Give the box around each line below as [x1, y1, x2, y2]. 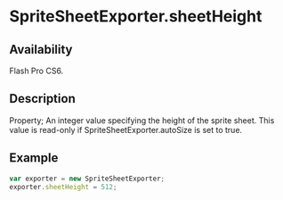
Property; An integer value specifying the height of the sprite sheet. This [9, 114, 275, 126]
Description [9, 91, 76, 106]
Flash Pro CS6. [9, 65, 64, 76]
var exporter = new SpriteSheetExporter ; [9, 174, 166, 183]
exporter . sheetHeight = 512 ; [9, 182, 117, 191]
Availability [9, 42, 73, 57]
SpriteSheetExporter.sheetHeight [9, 6, 263, 27]
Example [9, 150, 59, 166]
